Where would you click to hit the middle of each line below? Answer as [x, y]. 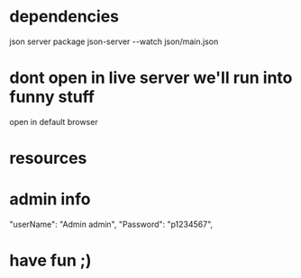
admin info [50, 199]
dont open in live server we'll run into [151, 78]
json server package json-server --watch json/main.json [114, 41]
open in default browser [54, 121]
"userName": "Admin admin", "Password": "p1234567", [111, 224]
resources [48, 158]
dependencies [64, 17]
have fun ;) [50, 260]
